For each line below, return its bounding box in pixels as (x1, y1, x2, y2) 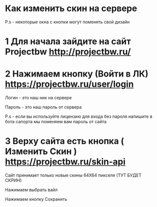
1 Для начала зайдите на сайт (5, 36, 131, 47)
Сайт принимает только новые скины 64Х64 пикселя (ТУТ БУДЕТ (5, 173, 142, 178)
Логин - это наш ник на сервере (5, 95, 72, 101)
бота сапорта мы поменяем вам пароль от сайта (5, 119, 107, 125)
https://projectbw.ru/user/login (5, 79, 134, 90)
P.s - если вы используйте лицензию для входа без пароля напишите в (5, 113, 153, 119)
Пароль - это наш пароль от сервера (5, 104, 82, 110)
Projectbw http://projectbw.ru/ (5, 47, 131, 57)
